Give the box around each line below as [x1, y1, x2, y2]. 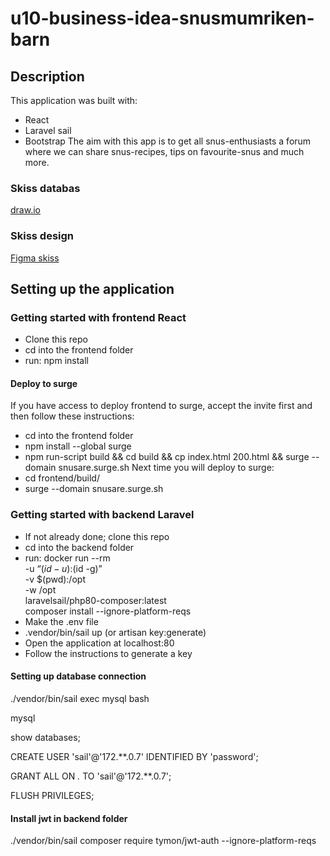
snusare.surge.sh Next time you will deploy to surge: [58, 462, 275, 474]
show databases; [10, 731, 81, 743]
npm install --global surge [24, 440, 132, 452]
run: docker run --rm [24, 552, 111, 564]
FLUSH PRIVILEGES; [10, 789, 95, 801]
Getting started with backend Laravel [10, 508, 195, 522]
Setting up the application [10, 280, 175, 297]
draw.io [10, 204, 41, 216]
